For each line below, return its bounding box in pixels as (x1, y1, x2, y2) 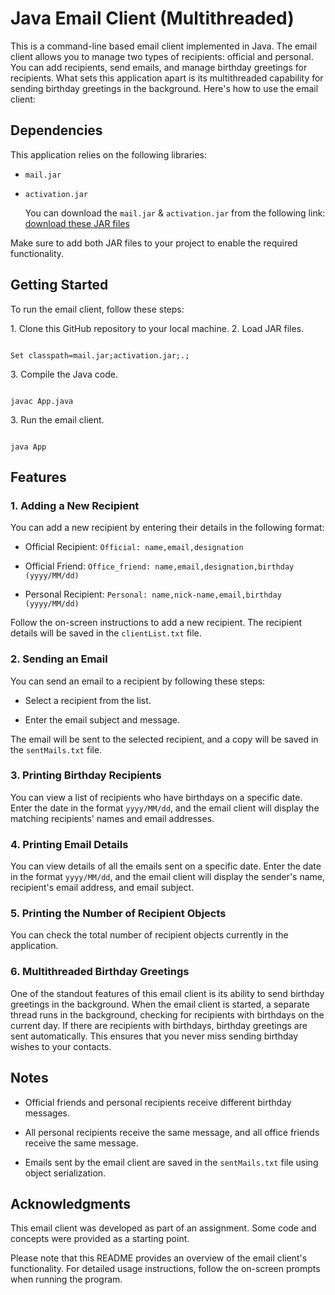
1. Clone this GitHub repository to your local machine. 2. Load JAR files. (10, 322, 305, 334)
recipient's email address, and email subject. (10, 882, 195, 894)
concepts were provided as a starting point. (10, 1233, 190, 1245)
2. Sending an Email (10, 652, 108, 666)
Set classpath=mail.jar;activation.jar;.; (10, 350, 190, 361)
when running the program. (10, 1273, 123, 1286)
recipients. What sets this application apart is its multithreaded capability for (10, 72, 324, 84)
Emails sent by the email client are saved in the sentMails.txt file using (24, 1156, 319, 1168)
